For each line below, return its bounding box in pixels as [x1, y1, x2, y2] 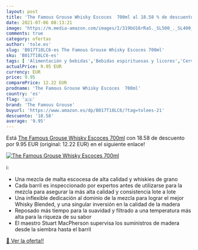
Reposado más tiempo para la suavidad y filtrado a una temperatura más [14, 207, 192, 214]
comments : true [6, 31, 44, 37]
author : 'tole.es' [6, 42, 51, 48]
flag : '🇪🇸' [6, 96, 35, 102]
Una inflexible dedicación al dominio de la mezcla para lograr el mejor [14, 195, 184, 202]
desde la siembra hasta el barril [14, 226, 91, 233]
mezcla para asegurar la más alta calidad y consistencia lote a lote [14, 188, 176, 195]
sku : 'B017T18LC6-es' [6, 52, 60, 58]
